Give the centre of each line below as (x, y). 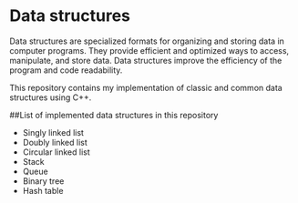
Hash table (43, 190)
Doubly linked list (55, 142)
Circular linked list (57, 152)
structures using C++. (51, 97)
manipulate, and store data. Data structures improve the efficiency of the (146, 60)
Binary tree (43, 181)
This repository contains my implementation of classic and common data (146, 87)
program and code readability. (66, 70)
